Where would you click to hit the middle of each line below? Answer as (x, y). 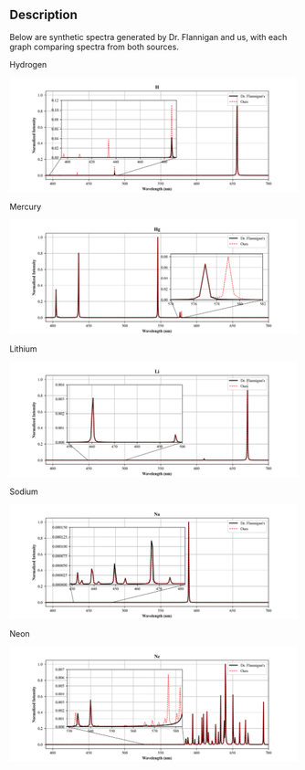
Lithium (24, 349)
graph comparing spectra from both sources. (95, 47)
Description (43, 15)
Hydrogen (28, 64)
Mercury (26, 207)
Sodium (24, 491)
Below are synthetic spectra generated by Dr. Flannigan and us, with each (148, 37)
